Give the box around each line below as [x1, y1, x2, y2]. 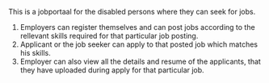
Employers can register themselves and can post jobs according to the [19, 23, 256, 31]
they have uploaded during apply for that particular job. [19, 65, 204, 75]
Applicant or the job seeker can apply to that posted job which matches [19, 39, 258, 49]
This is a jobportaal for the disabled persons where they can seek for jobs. [8, 7, 256, 16]
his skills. [19, 48, 51, 57]
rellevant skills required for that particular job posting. [19, 31, 199, 40]
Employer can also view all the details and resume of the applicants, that [19, 56, 261, 66]
